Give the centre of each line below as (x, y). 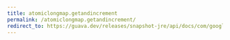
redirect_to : (26, 26)
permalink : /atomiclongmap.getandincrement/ (72, 20)
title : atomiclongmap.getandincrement (62, 13)
